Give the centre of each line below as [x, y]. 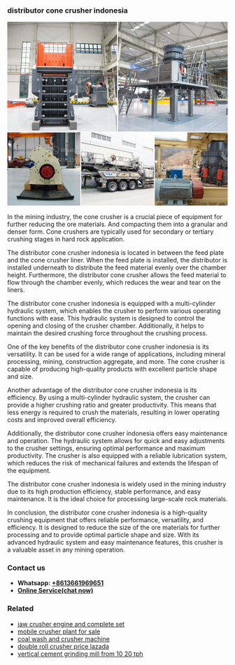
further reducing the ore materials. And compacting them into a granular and [117, 224]
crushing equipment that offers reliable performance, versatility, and [106, 519]
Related [21, 609]
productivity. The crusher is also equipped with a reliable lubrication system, [117, 455]
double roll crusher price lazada [63, 646]
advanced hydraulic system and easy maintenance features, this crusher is [115, 542]
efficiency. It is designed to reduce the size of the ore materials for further [114, 527]
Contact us [26, 568]
